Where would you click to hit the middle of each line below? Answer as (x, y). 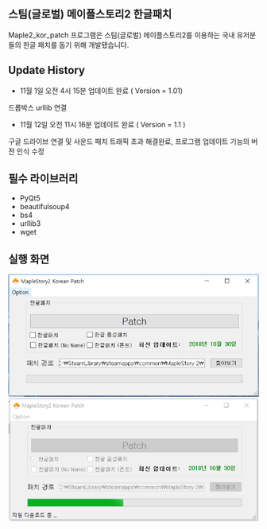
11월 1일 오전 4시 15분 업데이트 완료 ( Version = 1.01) (101, 91)
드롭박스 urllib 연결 (38, 107)
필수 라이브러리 (43, 179)
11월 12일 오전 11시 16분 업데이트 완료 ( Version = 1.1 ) (103, 124)
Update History (47, 70)
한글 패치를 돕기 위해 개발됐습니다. (76, 45)
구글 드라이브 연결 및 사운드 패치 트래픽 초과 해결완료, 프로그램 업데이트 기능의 (129, 141)
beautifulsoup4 (44, 207)
